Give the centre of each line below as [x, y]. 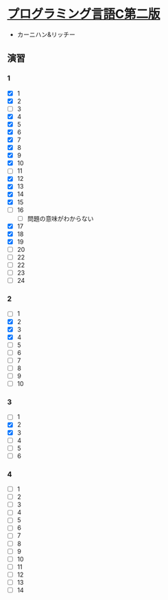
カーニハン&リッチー [46, 34]
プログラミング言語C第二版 [84, 14]
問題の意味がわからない [60, 218]
